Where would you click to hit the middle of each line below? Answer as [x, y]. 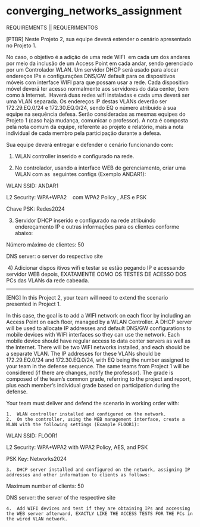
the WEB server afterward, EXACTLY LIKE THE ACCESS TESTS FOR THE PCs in [100, 514]
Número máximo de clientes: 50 [45, 244]
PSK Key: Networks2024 [37, 458]
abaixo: [24, 233]
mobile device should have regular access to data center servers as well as [98, 341]
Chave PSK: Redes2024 [35, 209]
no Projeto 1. [21, 45]
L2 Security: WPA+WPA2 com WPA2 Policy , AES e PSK [76, 197]
